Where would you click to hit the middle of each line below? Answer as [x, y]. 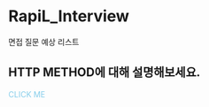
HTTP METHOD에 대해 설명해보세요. [104, 73]
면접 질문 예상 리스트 [44, 42]
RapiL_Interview [69, 16]
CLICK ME [27, 94]
